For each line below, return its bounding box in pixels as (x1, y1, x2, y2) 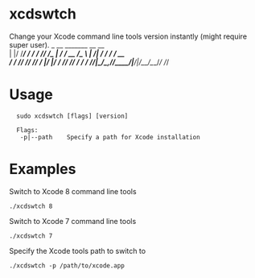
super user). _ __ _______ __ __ (9, 39, 105, 49)
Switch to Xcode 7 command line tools (9, 216, 137, 226)
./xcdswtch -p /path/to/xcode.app (9, 261, 125, 270)
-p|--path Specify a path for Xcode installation (19, 133, 200, 141)
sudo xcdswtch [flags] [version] (16, 112, 129, 120)
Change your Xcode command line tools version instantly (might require (9, 31, 248, 41)
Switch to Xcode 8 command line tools (9, 186, 137, 196)
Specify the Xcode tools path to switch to (9, 246, 146, 255)
